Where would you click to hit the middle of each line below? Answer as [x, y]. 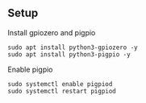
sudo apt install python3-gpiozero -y [73, 47]
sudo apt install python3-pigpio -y [69, 54]
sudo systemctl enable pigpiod [60, 84]
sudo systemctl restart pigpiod [62, 91]
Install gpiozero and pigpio [52, 32]
